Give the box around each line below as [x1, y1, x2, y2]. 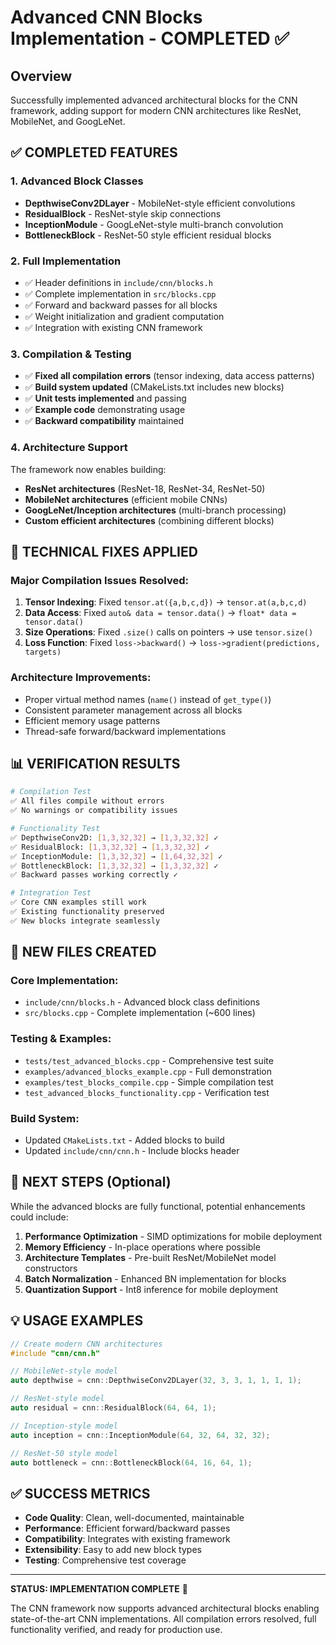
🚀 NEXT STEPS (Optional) [10, 1174, 172, 1191]
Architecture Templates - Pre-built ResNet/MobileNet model [24, 1251, 277, 1263]
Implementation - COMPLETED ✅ [10, 27, 290, 50]
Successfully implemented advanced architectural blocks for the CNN [10, 94, 298, 106]
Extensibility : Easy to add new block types [24, 1544, 202, 1556]
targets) [24, 647, 62, 658]
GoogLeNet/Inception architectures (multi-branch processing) [24, 504, 287, 516]
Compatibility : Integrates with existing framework [24, 1533, 231, 1545]
